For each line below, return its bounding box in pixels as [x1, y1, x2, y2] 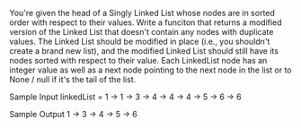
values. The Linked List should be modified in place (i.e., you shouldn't [9, 36, 270, 47]
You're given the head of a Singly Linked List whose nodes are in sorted [9, 8, 276, 18]
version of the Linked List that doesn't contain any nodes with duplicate [9, 27, 274, 37]
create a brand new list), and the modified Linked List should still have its [9, 46, 279, 56]
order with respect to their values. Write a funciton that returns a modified [9, 17, 282, 28]
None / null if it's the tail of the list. [9, 74, 137, 84]
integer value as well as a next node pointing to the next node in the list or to [9, 64, 292, 75]
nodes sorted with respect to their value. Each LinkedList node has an [9, 55, 268, 65]
